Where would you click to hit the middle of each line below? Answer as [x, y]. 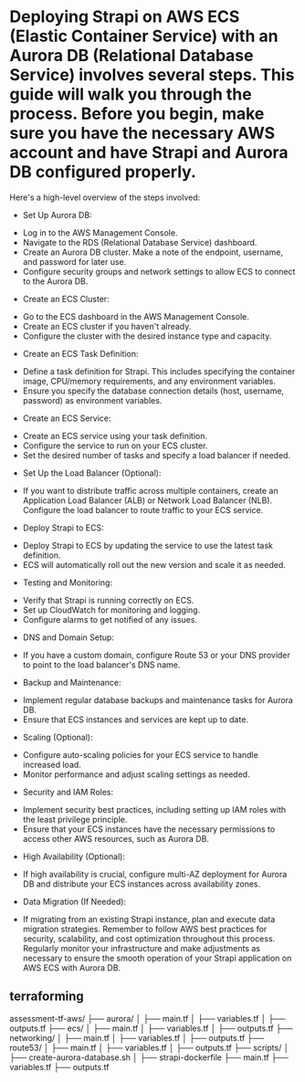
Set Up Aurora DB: [58, 215]
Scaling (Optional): [58, 737]
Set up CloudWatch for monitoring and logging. [111, 610]
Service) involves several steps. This [152, 75]
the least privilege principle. [75, 819]
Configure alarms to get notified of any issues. [110, 619]
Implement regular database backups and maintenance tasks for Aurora [158, 699]
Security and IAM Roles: [68, 792]
